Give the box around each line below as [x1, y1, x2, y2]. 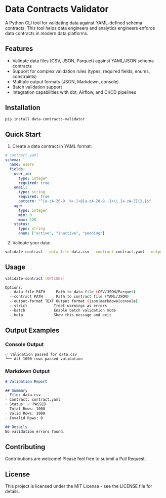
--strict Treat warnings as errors [9, 304, 107, 308]
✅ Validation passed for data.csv [5, 352, 77, 357]
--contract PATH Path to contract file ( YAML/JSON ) [9, 294, 129, 299]
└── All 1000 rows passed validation [5, 356, 83, 361]
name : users [9, 162, 35, 167]
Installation [5, 104, 41, 112]
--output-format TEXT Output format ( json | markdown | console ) [9, 299, 138, 304]
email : [14, 185, 28, 190]
